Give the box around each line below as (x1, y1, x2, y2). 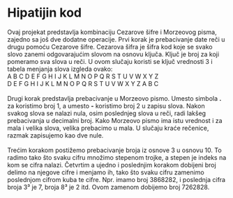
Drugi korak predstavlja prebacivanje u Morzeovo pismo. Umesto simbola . (7, 94, 222, 102)
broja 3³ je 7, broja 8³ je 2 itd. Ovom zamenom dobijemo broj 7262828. (7, 183, 210, 191)
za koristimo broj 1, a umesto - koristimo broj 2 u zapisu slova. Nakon (7, 101, 205, 110)
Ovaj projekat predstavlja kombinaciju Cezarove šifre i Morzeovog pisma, (7, 28, 218, 36)
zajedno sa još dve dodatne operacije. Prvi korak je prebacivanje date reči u (7, 35, 225, 43)
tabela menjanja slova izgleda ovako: (7, 65, 113, 73)
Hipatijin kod (7, 5, 82, 21)
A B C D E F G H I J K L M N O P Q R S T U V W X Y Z (7, 72, 159, 81)
